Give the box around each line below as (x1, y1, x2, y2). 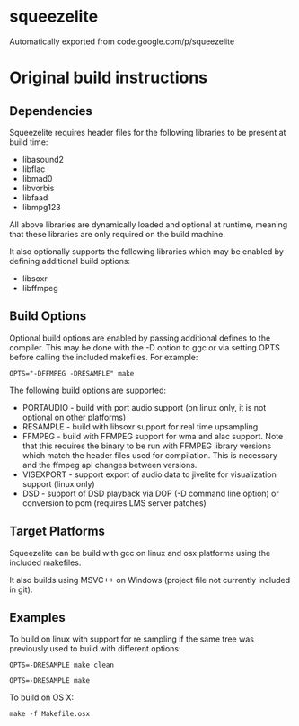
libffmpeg (22, 282, 58, 293)
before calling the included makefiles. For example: (9, 351, 198, 362)
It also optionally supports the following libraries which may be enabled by (9, 245, 285, 257)
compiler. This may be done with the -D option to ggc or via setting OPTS (9, 341, 281, 352)
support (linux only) (22, 478, 96, 489)
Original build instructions (9, 67, 208, 88)
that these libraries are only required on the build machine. (9, 228, 226, 239)
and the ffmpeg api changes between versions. (22, 459, 198, 470)
